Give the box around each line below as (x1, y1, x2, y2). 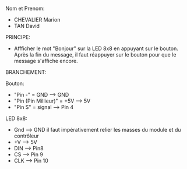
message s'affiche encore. (13, 58, 78, 64)
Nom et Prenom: (5, 5, 45, 12)
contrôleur (13, 132, 39, 139)
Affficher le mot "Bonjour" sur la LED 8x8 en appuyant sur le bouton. (13, 45, 178, 52)
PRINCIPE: (5, 34, 30, 40)
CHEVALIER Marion (13, 16, 61, 23)
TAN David (13, 23, 40, 29)
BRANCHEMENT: (5, 69, 47, 75)
